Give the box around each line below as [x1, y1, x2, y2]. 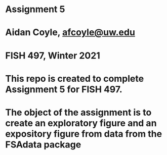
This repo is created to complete [5, 73, 144, 84]
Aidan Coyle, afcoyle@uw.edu [5, 27, 136, 38]
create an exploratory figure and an [5, 117, 157, 129]
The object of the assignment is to [5, 107, 152, 118]
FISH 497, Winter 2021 [5, 49, 100, 61]
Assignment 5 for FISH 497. [5, 83, 122, 95]
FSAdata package [5, 139, 81, 150]
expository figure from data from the [5, 128, 162, 139]
